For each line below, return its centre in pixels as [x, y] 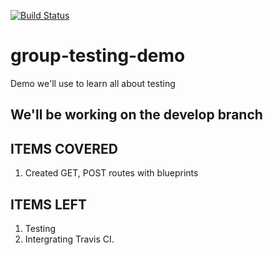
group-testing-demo [98, 56]
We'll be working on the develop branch [136, 115]
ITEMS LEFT [48, 204]
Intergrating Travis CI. [69, 239]
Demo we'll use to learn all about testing [93, 83]
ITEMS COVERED [64, 148]
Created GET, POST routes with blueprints [111, 173]
